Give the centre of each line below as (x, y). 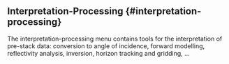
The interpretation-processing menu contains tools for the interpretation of (115, 39)
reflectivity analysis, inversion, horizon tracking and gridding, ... (98, 53)
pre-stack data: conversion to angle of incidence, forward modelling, (106, 46)
